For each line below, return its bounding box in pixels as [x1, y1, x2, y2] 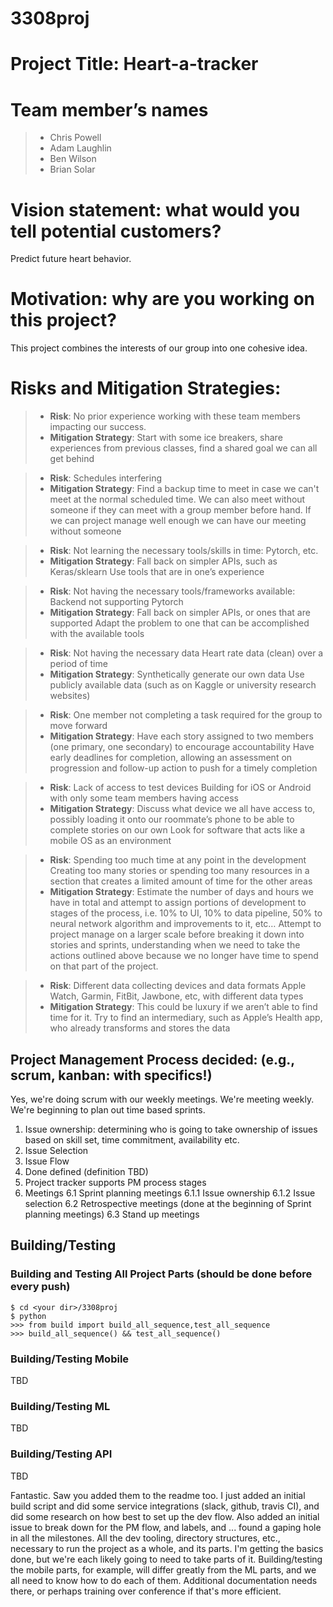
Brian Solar [49, 163, 96, 176]
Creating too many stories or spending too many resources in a [49, 865, 310, 877]
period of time [49, 658, 108, 670]
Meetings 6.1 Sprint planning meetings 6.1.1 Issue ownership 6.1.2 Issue [24, 1187, 316, 1199]
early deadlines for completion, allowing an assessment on [49, 752, 293, 764]
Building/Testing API [10, 1447, 113, 1461]
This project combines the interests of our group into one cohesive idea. [10, 342, 308, 354]
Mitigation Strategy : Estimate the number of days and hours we [49, 886, 315, 898]
